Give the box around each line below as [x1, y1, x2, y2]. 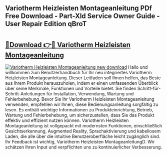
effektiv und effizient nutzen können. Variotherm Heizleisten [5, 117, 129, 123]
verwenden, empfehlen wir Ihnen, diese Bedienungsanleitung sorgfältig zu [5, 101, 158, 107]
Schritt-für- [137, 85, 161, 91]
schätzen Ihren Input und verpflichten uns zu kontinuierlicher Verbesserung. [5, 144, 162, 150]
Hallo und [128, 64, 148, 70]
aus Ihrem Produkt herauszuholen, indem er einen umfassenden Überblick [5, 80, 158, 86]
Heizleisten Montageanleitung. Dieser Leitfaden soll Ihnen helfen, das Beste [5, 75, 161, 81]
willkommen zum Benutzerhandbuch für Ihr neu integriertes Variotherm [5, 70, 152, 75]
